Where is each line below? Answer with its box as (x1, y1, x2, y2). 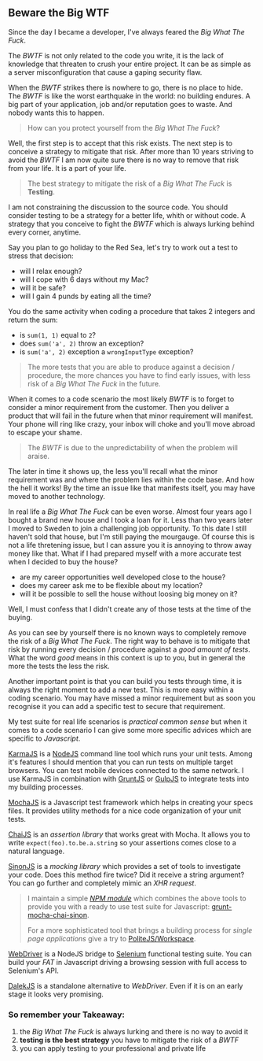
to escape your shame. (8, 427, 82, 437)
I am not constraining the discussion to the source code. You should (8, 202, 228, 212)
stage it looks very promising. (8, 989, 104, 999)
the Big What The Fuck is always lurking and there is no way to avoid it (19, 1027, 249, 1037)
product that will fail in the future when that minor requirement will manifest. (8, 411, 254, 420)
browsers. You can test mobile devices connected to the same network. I (8, 765, 244, 774)
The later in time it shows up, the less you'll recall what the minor (8, 466, 218, 475)
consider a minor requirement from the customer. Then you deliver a (8, 402, 229, 412)
